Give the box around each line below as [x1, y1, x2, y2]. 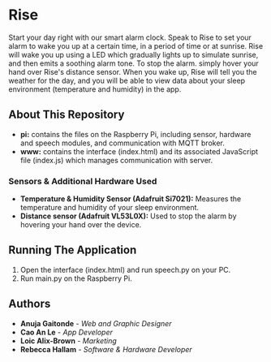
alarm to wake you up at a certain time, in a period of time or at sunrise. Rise [8, 41, 264, 50]
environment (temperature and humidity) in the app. [8, 84, 182, 94]
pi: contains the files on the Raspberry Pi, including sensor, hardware [19, 129, 252, 139]
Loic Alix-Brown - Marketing [19, 335, 118, 346]
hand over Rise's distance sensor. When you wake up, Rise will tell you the [8, 67, 257, 76]
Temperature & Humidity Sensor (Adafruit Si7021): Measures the [19, 194, 242, 204]
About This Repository [8, 108, 125, 122]
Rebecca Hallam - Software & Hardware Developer [19, 344, 192, 354]
